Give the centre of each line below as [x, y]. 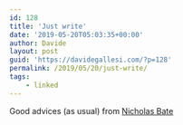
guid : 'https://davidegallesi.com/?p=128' [91, 60]
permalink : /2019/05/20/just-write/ [78, 69]
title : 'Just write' [48, 26]
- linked [42, 85]
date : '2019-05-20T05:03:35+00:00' [77, 34]
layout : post [34, 52]
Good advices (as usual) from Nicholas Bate [91, 111]
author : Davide [38, 43]
